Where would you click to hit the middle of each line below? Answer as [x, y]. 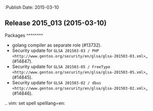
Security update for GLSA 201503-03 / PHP [56, 50]
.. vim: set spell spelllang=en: [35, 103]
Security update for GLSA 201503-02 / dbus [57, 82]
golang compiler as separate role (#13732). [57, 45]
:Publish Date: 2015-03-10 [32, 7]
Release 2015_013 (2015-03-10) [56, 23]
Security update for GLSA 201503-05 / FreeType [61, 66]
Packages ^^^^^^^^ [24, 35]
